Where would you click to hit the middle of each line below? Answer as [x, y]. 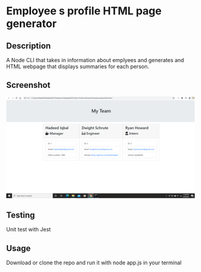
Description [28, 46]
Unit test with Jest [28, 230]
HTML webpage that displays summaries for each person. [78, 66]
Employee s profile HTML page [84, 11]
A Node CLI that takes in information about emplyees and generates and [95, 60]
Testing [21, 215]
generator [31, 24]
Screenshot [28, 85]
